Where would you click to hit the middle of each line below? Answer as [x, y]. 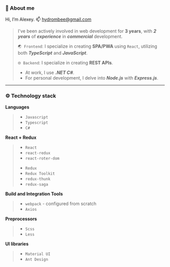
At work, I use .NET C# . [50, 72]
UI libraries [17, 244]
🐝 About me [20, 8]
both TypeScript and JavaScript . [52, 53]
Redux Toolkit [40, 174]
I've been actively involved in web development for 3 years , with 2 [87, 31]
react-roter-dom [42, 158]
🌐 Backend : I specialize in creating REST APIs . [65, 63]
